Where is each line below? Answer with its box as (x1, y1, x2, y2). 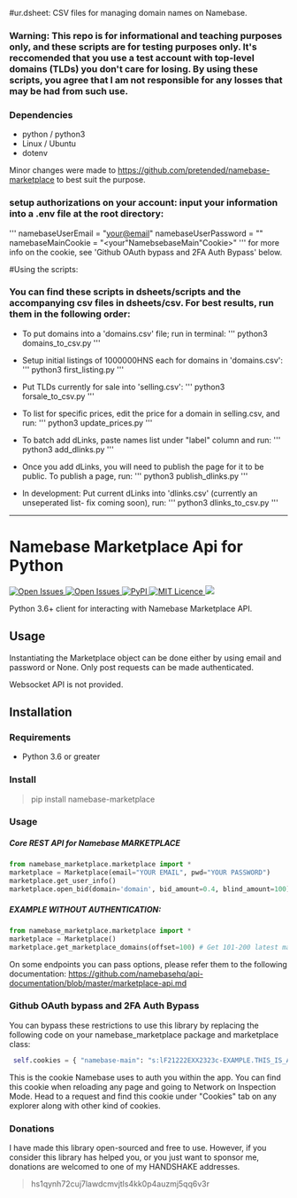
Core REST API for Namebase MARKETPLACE (9, 838, 181, 849)
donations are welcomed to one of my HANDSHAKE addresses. (9, 1162, 240, 1171)
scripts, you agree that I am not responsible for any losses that (9, 74, 283, 86)
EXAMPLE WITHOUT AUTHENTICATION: (9, 904, 162, 914)
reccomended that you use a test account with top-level (9, 51, 255, 64)
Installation (9, 704, 72, 719)
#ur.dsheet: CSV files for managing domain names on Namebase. (9, 8, 247, 18)
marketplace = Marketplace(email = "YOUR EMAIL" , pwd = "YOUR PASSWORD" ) (9, 868, 271, 877)
